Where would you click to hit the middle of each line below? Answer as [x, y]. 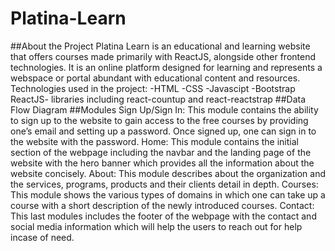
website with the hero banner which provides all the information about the [162, 163]
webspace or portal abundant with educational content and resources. [155, 78]
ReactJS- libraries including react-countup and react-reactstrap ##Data [158, 99]
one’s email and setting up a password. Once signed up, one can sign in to [163, 131]
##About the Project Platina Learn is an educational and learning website [160, 46]
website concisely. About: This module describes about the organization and [168, 173]
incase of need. [42, 237]
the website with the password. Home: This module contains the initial [154, 141]
